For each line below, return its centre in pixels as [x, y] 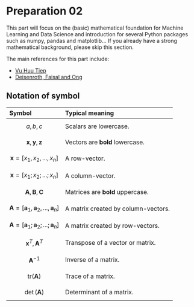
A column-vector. [90, 175]
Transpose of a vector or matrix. [111, 243]
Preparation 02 [45, 11]
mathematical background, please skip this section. [70, 47]
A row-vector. [85, 158]
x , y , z [34, 142]
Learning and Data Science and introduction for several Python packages [97, 34]
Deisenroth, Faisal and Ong [48, 77]
